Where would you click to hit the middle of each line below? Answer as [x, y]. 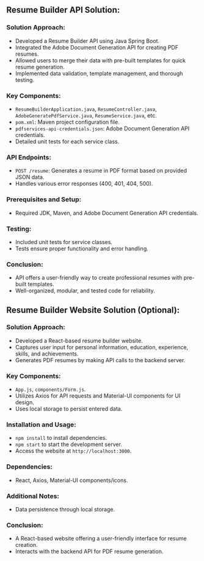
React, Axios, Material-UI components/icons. [71, 480]
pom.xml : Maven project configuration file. [67, 122]
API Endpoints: [29, 157]
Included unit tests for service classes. [64, 242]
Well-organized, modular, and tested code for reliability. [85, 291]
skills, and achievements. [47, 354]
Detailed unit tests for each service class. [67, 141]
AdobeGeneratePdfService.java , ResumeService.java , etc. [86, 115]
